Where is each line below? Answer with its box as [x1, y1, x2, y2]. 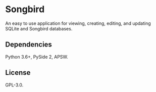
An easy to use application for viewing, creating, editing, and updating [5, 20, 151, 26]
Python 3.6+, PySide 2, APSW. [5, 54, 68, 60]
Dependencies [5, 40, 52, 49]
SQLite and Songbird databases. [5, 25, 73, 31]
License [5, 68, 31, 77]
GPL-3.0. [5, 82, 24, 88]
